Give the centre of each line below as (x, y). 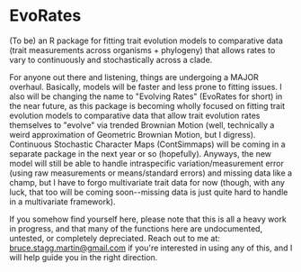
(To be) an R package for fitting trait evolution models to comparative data (146, 41)
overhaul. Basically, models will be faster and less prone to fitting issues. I (146, 86)
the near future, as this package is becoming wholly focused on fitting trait (147, 105)
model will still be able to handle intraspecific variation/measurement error (147, 163)
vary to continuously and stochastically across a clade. (111, 59)
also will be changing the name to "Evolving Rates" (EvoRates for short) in (146, 96)
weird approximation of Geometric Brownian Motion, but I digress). (133, 134)
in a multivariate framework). (62, 201)
